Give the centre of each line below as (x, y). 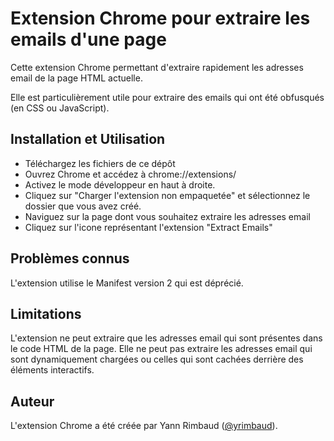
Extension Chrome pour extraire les (160, 18)
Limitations (46, 313)
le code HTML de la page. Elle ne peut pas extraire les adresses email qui (161, 349)
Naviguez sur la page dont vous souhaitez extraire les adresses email (167, 216)
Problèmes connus (70, 258)
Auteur (32, 401)
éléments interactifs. (52, 370)
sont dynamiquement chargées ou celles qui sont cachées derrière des (157, 359)
